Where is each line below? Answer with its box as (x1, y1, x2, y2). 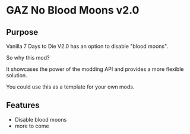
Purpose (6, 27, 39, 37)
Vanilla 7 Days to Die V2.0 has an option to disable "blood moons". (6, 43, 168, 50)
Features (6, 100, 40, 110)
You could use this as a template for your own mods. (6, 83, 135, 90)
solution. (6, 72, 28, 79)
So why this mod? (6, 54, 50, 61)
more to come (14, 122, 49, 129)
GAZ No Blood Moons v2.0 (6, 4, 140, 17)
